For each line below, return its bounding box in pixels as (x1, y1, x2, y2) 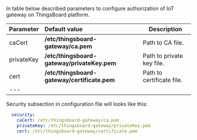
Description (148, 25, 182, 33)
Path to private (142, 52, 184, 60)
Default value (44, 25, 83, 33)
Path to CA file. (142, 39, 184, 46)
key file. (142, 59, 165, 67)
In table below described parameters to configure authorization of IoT (6, 5, 174, 12)
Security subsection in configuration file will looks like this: (6, 101, 148, 107)
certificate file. (142, 76, 183, 84)
